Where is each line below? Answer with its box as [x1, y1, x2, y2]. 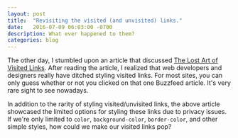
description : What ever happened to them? [7, 30, 135, 38]
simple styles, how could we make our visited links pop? [7, 122, 172, 131]
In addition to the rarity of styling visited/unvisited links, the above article [7, 100, 220, 108]
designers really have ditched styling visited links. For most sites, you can [7, 71, 223, 80]
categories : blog [7, 37, 59, 44]
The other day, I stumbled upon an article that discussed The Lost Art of [7, 56, 218, 64]
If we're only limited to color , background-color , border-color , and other [7, 115, 218, 124]
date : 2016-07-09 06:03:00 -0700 [7, 23, 113, 30]
